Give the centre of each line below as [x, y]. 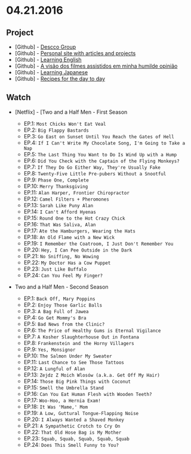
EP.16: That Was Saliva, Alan [60, 224]
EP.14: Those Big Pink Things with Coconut [77, 381]
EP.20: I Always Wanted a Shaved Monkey [74, 419]
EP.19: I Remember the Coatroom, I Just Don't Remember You [98, 243]
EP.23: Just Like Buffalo [55, 269]
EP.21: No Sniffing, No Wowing [61, 256]
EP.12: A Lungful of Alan [54, 368]
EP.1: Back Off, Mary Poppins [59, 298]
